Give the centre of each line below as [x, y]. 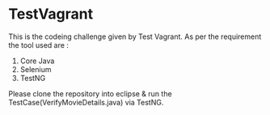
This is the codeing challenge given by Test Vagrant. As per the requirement [135, 36]
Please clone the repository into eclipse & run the [90, 93]
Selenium [36, 69]
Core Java [37, 61]
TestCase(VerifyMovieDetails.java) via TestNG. [86, 102]
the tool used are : [38, 45]
